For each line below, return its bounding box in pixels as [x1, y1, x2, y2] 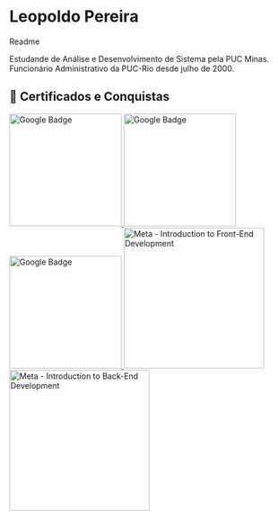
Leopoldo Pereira [9, 6, 139, 27]
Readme [9, 36, 40, 47]
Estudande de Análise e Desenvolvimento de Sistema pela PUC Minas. [9, 53, 270, 64]
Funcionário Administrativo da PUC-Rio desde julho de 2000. [9, 63, 235, 74]
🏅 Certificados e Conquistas [9, 89, 170, 104]
